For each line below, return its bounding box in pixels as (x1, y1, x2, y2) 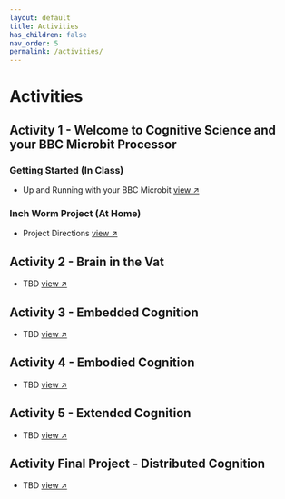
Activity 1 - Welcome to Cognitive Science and (9, 122, 277, 137)
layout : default (9, 13, 71, 23)
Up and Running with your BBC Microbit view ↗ (22, 185, 200, 195)
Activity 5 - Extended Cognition (9, 405, 192, 421)
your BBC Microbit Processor (9, 136, 177, 152)
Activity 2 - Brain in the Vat (9, 254, 165, 269)
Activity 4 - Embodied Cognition (9, 355, 195, 371)
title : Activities (9, 22, 79, 31)
